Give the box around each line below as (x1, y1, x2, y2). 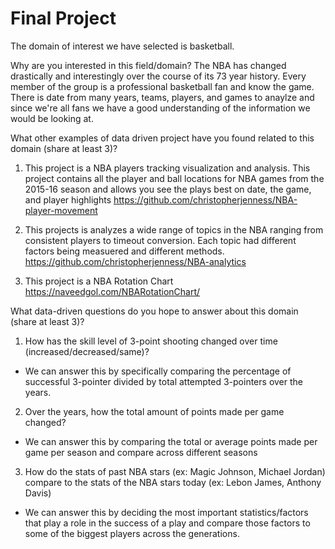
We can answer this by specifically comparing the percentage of (24, 365, 292, 377)
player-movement (24, 204, 98, 216)
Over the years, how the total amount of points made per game (24, 405, 285, 417)
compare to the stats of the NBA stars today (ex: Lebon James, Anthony (24, 476, 322, 488)
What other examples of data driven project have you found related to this (10, 132, 315, 144)
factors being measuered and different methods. (24, 245, 225, 257)
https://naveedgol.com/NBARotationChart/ (24, 285, 201, 297)
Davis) (24, 487, 52, 499)
